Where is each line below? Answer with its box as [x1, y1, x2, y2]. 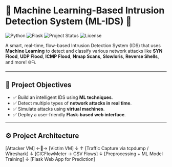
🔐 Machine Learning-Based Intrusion [5, 5, 165, 16]
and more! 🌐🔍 [5, 59, 36, 65]
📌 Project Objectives [5, 80, 72, 89]
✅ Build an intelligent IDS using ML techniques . [12, 94, 113, 100]
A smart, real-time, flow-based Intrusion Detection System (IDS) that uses [5, 42, 161, 48]
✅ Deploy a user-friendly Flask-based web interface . [12, 111, 126, 117]
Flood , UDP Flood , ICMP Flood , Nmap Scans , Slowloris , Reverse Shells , [5, 53, 159, 59]
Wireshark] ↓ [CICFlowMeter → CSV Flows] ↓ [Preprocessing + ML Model [5, 151, 163, 157]
